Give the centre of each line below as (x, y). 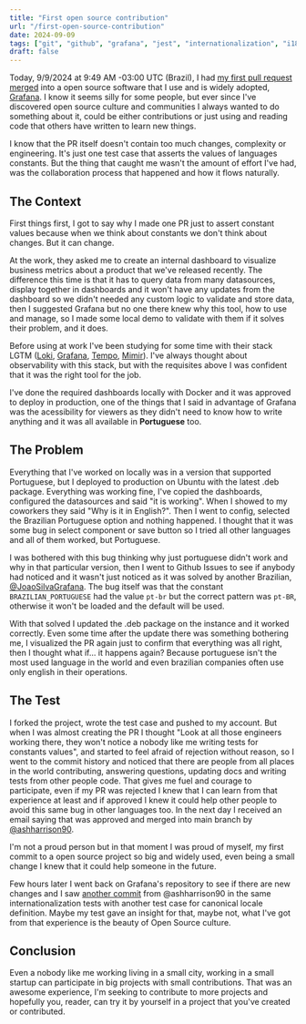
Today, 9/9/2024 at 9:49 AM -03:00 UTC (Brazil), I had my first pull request (151, 77)
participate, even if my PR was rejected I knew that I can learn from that (143, 790)
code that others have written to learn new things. (103, 126)
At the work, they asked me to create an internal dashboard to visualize (143, 260)
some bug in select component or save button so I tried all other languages (150, 530)
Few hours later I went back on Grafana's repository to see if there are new (150, 884)
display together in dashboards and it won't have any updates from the (142, 289)
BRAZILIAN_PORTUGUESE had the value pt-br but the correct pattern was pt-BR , (153, 596)
